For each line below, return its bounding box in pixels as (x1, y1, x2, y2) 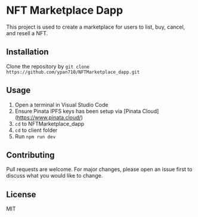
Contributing (6, 150, 55, 160)
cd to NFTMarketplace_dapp (14, 120, 85, 127)
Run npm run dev (14, 132, 56, 140)
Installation (6, 47, 49, 57)
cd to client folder (14, 126, 58, 134)
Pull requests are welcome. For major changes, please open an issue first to (6, 166, 193, 173)
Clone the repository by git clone (6, 63, 89, 70)
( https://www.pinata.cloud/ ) (14, 114, 83, 121)
